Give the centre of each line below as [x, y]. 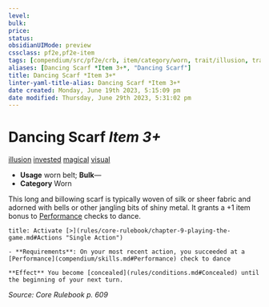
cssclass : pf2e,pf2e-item [51, 53]
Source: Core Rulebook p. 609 [58, 295]
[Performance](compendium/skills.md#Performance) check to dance [119, 259]
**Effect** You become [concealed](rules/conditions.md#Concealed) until [134, 273]
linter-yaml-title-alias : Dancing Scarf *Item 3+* [94, 83]
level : [19, 16]
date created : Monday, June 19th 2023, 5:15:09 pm [94, 90]
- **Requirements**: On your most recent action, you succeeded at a [127, 252]
